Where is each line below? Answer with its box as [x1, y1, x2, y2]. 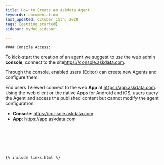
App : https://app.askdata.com [12, 116, 76, 122]
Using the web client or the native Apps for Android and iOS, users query [5, 90, 158, 96]
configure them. [5, 74, 39, 80]
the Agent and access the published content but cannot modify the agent [5, 95, 159, 101]
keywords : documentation [5, 12, 58, 17]
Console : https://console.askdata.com [12, 111, 93, 117]
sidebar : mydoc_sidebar [5, 26, 56, 32]
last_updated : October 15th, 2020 [5, 17, 79, 22]
